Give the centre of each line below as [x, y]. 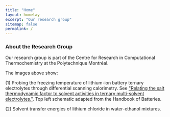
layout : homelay [22, 15]
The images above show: [32, 73]
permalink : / [19, 29]
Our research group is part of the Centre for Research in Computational [80, 58]
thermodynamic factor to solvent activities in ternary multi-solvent [75, 94]
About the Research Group [39, 47]
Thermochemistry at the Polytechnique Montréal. [57, 63]
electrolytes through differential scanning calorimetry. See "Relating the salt [85, 88]
